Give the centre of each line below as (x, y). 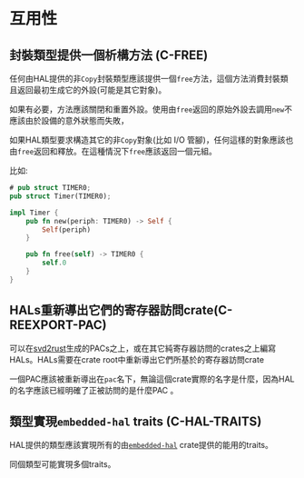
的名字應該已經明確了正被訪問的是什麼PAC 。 (94, 390)
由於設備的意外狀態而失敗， (77, 120)
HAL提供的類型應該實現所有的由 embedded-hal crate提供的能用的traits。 (142, 445)
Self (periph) (67, 229)
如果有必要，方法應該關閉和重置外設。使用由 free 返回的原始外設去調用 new (147, 109)
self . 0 (54, 263)
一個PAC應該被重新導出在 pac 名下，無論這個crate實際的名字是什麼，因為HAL (152, 379)
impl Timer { (34, 213)
